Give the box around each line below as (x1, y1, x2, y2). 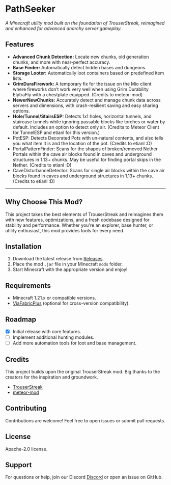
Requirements (5, 281, 51, 290)
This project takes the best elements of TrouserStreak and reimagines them (5, 211, 164, 217)
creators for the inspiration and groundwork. (5, 374, 98, 380)
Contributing (5, 404, 47, 413)
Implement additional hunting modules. (12, 334, 95, 340)
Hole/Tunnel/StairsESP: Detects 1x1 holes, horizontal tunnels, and (12, 113, 152, 119)
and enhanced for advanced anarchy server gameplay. (5, 25, 122, 31)
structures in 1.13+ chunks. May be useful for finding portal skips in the (12, 156, 161, 163)
